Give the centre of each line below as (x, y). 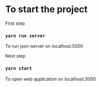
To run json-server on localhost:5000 (44, 46)
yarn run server (25, 36)
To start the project (46, 9)
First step (15, 23)
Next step (15, 56)
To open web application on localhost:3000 (51, 79)
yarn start (19, 69)
